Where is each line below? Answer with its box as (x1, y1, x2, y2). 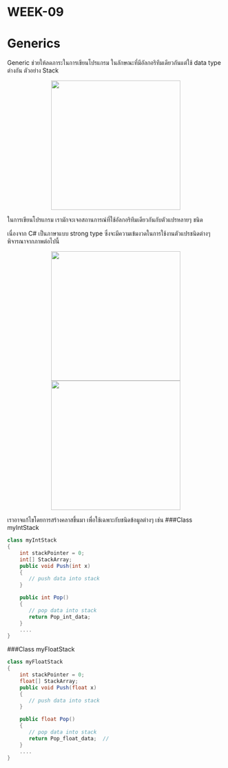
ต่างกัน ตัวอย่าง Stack (7, 66, 59, 75)
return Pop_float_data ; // (28, 735, 110, 742)
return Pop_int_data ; (28, 613, 91, 620)
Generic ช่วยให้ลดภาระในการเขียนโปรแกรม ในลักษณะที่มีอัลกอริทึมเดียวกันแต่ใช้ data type (7, 59, 222, 67)
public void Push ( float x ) (19, 684, 97, 691)
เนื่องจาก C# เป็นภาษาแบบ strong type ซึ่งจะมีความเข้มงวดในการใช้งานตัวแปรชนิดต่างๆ (7, 229, 211, 238)
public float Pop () (19, 716, 76, 723)
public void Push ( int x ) (19, 562, 91, 569)
